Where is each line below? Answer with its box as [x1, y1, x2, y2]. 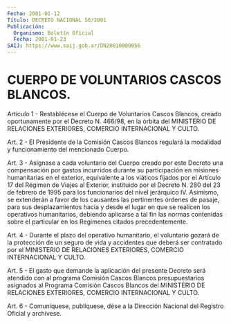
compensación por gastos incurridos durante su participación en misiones [7, 165, 219, 174]
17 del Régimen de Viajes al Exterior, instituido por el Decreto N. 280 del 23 [7, 181, 221, 189]
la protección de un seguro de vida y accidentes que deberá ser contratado [7, 238, 223, 246]
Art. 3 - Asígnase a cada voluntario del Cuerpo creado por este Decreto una [7, 159, 223, 167]
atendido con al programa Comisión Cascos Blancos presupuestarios [7, 273, 205, 282]
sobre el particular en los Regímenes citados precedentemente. [7, 217, 188, 226]
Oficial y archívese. [7, 309, 62, 317]
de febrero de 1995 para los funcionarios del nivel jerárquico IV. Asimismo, [7, 188, 219, 196]
